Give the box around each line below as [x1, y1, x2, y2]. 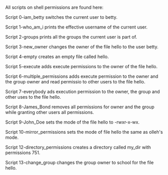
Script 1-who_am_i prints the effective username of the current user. [5, 24, 148, 30]
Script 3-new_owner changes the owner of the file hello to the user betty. [5, 44, 159, 50]
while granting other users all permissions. [5, 109, 94, 115]
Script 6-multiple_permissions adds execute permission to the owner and [5, 73, 158, 79]
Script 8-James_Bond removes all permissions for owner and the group [5, 104, 155, 110]
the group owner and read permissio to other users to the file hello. [5, 79, 146, 84]
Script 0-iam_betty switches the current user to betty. [5, 14, 118, 20]
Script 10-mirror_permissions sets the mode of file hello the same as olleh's [5, 129, 163, 135]
